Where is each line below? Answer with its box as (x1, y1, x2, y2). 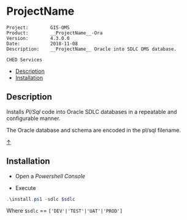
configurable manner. (6, 115, 61, 122)
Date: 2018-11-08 (6, 40, 78, 47)
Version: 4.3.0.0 (6, 35, 70, 41)
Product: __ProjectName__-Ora (6, 29, 103, 36)
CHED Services (6, 56, 43, 63)
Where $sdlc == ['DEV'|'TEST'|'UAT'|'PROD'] (6, 207, 123, 214)
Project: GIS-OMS (6, 25, 70, 31)
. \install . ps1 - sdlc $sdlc (6, 196, 75, 202)
